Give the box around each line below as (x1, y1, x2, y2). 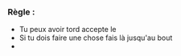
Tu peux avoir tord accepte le (19, 25, 117, 34)
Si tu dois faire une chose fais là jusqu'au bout (19, 33, 173, 42)
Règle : (7, 6, 35, 18)
